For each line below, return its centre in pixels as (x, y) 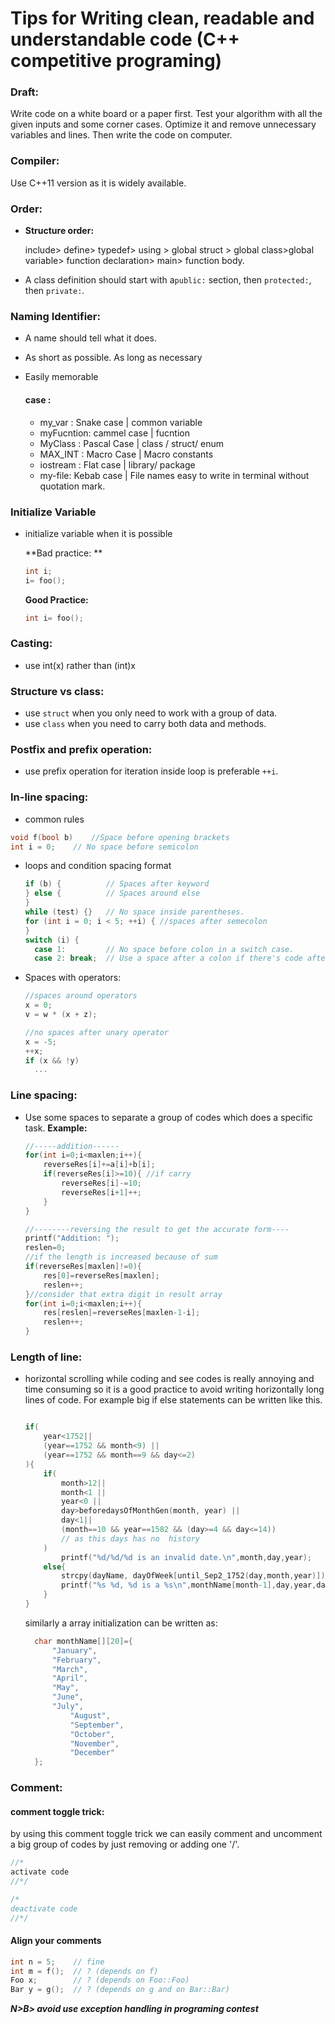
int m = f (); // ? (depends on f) (84, 1971)
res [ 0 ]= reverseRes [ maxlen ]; (101, 1275)
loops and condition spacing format (98, 866)
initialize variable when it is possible (98, 533)
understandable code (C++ (125, 39)
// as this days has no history (130, 1538)
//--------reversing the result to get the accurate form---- (157, 1229)
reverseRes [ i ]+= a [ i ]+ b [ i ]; (99, 1165)
